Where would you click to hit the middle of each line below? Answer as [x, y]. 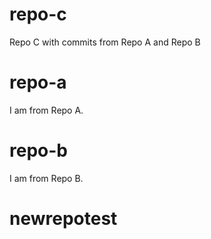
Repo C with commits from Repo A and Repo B [105, 42]
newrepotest [63, 219]
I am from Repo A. [46, 110]
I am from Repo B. [46, 178]
